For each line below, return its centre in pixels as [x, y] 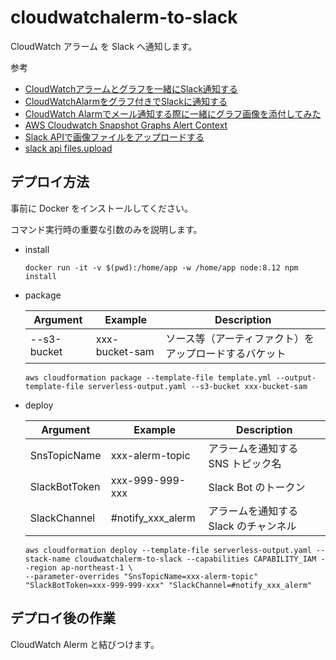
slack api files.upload [68, 148]
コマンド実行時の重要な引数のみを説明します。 [106, 229]
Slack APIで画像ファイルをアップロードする [114, 137]
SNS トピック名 [245, 463]
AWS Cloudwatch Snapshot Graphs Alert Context [126, 125]
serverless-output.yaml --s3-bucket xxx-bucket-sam [198, 386]
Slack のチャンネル [252, 526]
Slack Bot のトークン [257, 487]
